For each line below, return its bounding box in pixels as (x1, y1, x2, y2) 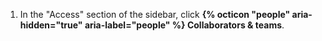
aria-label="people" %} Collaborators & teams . (84, 19, 285, 31)
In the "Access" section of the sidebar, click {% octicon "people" (19, 9, 291, 20)
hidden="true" (19, 19, 83, 31)
